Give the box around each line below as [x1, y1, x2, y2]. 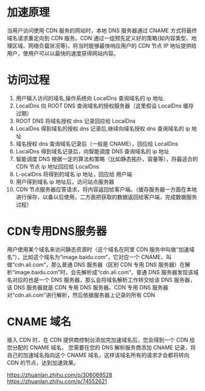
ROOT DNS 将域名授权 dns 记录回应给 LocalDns [15, 117, 136, 125]
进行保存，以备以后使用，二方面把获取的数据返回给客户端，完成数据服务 [15, 193, 197, 201]
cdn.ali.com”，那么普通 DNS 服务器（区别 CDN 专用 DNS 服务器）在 [15, 261, 186, 268]
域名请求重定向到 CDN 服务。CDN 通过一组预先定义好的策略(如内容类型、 [7, 34, 192, 41]
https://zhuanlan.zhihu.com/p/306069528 [7, 371, 113, 378]
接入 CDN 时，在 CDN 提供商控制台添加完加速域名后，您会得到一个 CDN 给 [7, 336, 195, 344]
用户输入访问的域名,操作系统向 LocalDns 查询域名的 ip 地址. [15, 94, 165, 102]
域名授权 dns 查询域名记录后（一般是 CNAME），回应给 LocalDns [15, 140, 178, 147]
